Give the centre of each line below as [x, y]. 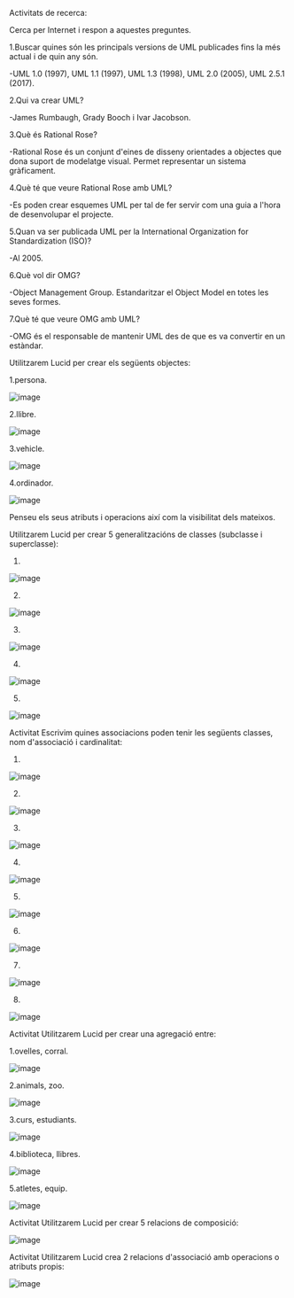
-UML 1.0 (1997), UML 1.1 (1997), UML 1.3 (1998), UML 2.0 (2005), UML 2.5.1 [147, 74]
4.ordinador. [31, 483]
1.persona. [28, 380]
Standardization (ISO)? [50, 241]
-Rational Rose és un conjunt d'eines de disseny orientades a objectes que [145, 152]
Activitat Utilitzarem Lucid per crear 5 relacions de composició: [124, 1223]
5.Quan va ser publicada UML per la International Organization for [129, 231]
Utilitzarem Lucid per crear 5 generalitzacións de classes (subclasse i [136, 534]
